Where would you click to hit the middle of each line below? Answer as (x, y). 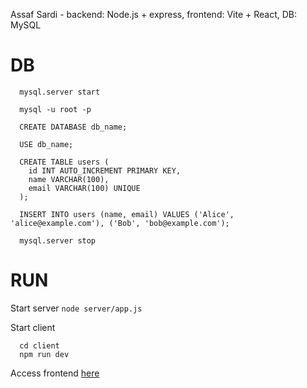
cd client (39, 345)
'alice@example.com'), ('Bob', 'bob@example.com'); (120, 223)
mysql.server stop (58, 240)
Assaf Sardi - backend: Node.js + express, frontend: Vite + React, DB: (154, 14)
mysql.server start (60, 92)
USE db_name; (46, 144)
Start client (33, 327)
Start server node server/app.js (76, 308)
